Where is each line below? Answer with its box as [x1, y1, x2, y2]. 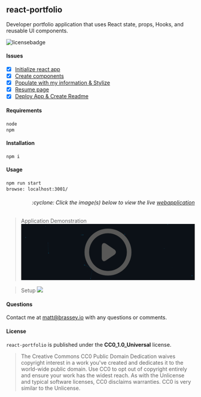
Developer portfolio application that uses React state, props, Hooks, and [6, 20, 184, 28]
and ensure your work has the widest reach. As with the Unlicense [20, 371, 185, 379]
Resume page [14, 86, 50, 93]
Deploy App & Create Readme [14, 93, 89, 100]
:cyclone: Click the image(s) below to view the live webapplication [32, 199, 195, 206]
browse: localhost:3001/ [6, 186, 68, 192]
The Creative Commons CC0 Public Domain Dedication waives [20, 353, 176, 360]
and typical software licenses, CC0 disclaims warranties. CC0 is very [20, 378, 191, 385]
